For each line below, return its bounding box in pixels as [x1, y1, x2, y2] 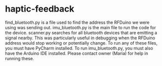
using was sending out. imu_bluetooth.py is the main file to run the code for [5, 24, 156, 30]
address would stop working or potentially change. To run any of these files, [5, 40, 158, 46]
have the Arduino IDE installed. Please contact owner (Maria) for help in [5, 50, 148, 56]
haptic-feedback [5, 3, 74, 15]
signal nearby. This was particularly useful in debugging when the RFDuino [5, 35, 156, 41]
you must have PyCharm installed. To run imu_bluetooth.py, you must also [5, 45, 153, 51]
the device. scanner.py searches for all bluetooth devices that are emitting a [5, 30, 157, 35]
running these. [5, 55, 34, 61]
